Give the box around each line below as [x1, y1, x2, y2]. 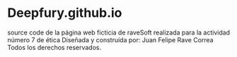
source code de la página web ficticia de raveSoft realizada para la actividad [7, 28, 231, 37]
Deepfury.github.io [7, 5, 122, 21]
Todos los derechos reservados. [7, 43, 101, 51]
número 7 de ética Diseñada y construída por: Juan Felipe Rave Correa [7, 35, 214, 44]
